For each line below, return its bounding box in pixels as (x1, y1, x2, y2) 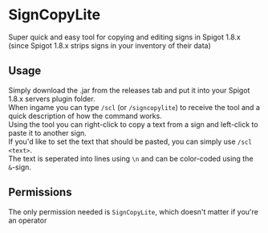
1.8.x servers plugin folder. (8, 94, 95, 104)
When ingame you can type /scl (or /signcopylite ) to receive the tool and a (8, 102, 261, 112)
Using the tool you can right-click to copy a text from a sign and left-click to (8, 119, 258, 129)
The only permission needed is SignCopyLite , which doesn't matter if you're (8, 206, 258, 216)
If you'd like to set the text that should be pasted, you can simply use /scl (8, 137, 253, 146)
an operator (8, 215, 47, 225)
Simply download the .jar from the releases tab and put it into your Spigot (8, 85, 250, 95)
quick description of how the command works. (8, 111, 162, 121)
